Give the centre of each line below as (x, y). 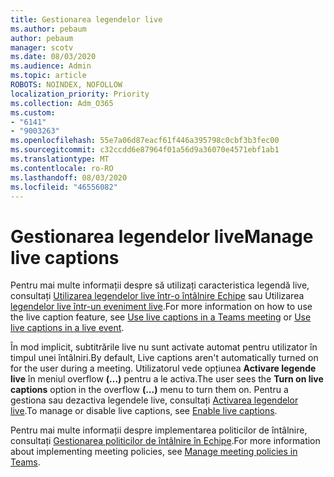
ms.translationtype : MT (60, 159)
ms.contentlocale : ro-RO (62, 168)
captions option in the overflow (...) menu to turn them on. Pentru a (149, 390)
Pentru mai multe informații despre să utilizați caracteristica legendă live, (160, 285)
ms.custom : (33, 112)
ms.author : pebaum (48, 29)
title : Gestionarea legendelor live (86, 19)
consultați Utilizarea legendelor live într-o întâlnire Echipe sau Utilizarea (157, 296)
